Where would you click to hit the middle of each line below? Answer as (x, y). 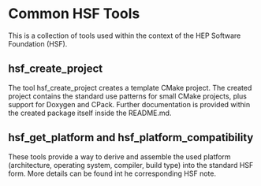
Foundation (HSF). (38, 43)
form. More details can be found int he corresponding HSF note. (112, 173)
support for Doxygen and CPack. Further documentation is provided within (129, 104)
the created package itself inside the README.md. (90, 113)
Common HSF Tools (74, 14)
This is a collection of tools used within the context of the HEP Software (125, 35)
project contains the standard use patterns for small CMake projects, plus (127, 96)
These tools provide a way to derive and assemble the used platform (119, 156)
